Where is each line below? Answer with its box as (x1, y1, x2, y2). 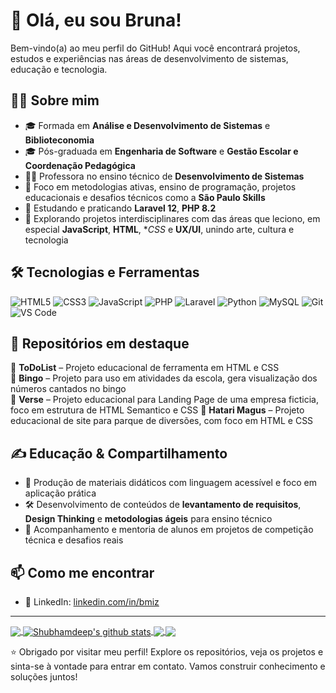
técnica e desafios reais (24, 534, 124, 546)
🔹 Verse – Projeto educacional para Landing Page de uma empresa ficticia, (10, 394, 319, 406)
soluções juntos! (10, 670, 78, 683)
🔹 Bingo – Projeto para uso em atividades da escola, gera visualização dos (10, 372, 318, 384)
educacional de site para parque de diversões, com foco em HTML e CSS (10, 415, 314, 427)
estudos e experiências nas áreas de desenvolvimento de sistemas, (10, 52, 289, 64)
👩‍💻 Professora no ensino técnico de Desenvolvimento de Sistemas (24, 170, 305, 182)
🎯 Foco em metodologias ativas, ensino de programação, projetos (24, 180, 297, 193)
